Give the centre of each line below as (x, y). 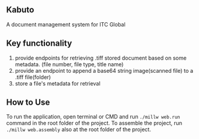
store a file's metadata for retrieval (58, 83)
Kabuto (20, 10)
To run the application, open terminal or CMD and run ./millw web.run (93, 117)
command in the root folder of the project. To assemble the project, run (94, 123)
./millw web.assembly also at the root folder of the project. (79, 129)
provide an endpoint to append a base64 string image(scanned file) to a (104, 70)
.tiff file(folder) (33, 77)
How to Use (28, 103)
